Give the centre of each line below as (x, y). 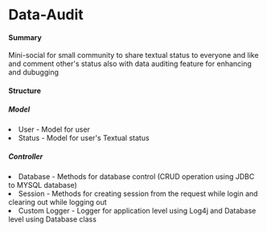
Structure (25, 91)
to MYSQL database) (43, 185)
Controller (26, 156)
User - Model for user (55, 129)
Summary (25, 37)
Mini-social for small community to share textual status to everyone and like (133, 55)
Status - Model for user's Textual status (84, 137)
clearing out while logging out (58, 201)
